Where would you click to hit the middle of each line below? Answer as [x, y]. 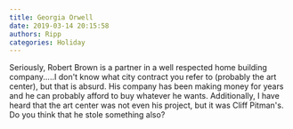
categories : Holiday [48, 42]
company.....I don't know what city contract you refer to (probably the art [143, 77]
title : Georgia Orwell [51, 17]
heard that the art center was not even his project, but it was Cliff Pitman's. [146, 105]
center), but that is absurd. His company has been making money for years [146, 86]
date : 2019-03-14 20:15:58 [59, 26]
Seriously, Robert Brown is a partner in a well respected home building [138, 68]
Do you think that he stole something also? [87, 115]
